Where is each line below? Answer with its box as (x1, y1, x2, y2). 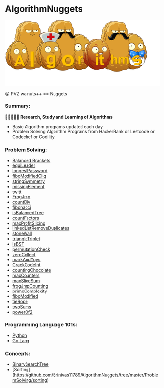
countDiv (12, 199, 31, 205)
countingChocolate (12, 267, 51, 273)
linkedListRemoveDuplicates (12, 226, 70, 231)
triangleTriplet (12, 236, 41, 242)
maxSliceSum (12, 278, 40, 284)
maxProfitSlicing (12, 220, 46, 226)
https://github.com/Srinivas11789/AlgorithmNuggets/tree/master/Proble (14, 372, 158, 378)
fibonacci (12, 204, 31, 210)
